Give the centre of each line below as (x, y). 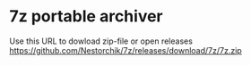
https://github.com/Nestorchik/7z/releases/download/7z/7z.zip (125, 50)
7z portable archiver (86, 16)
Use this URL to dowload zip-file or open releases (101, 41)
